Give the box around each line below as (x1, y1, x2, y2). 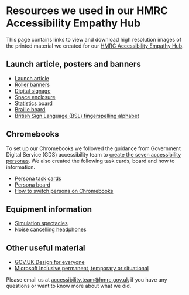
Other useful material (6, 243, 86, 253)
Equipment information (6, 204, 92, 214)
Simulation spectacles (14, 220, 68, 227)
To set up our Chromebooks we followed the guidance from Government (6, 145, 181, 152)
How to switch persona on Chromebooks (14, 187, 114, 194)
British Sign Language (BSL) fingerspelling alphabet (14, 112, 139, 119)
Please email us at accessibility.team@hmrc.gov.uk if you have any (6, 276, 168, 283)
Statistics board (14, 100, 53, 107)
